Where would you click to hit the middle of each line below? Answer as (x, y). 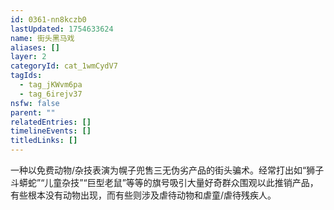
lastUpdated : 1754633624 (62, 29)
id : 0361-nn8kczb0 (48, 19)
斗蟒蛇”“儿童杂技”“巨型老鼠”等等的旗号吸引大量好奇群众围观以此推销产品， (164, 182)
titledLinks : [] (44, 141)
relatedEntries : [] (51, 122)
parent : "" (33, 112)
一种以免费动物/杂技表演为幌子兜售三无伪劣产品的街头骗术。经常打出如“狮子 (167, 170)
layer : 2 (28, 57)
